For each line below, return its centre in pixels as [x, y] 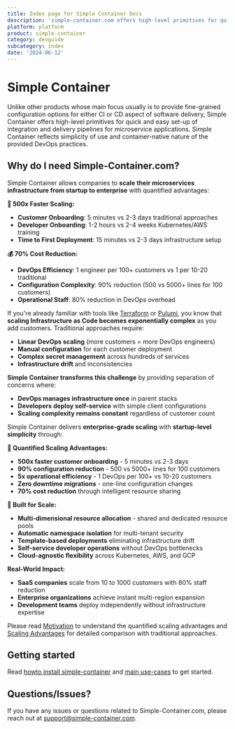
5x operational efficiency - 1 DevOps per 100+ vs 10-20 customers [114, 476]
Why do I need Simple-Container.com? [93, 166]
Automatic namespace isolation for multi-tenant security [100, 533]
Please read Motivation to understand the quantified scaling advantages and [117, 625]
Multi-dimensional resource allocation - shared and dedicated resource [122, 518]
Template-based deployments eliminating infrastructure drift [106, 540]
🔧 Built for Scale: [32, 504]
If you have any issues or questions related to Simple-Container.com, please [117, 711]
